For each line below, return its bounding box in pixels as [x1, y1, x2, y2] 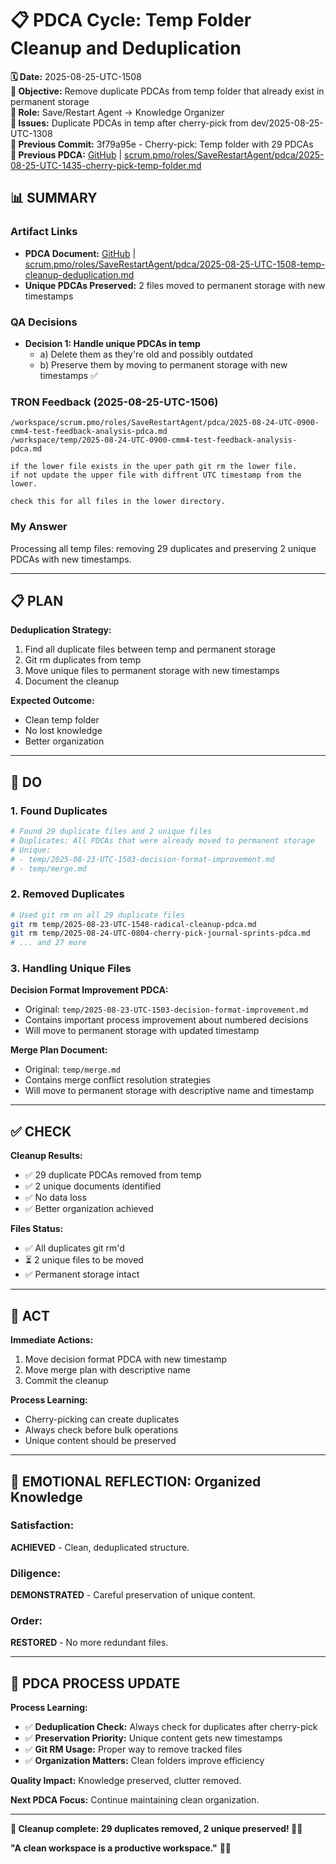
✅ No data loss [24, 1192, 87, 1204]
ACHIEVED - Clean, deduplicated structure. [10, 1541, 190, 1553]
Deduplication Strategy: [10, 624, 112, 636]
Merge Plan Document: [10, 1044, 108, 1056]
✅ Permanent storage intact [24, 1268, 140, 1281]
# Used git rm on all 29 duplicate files [10, 910, 186, 920]
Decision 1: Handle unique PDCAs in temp [24, 337, 201, 349]
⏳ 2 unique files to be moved [24, 1254, 144, 1266]
